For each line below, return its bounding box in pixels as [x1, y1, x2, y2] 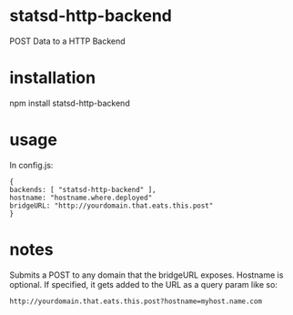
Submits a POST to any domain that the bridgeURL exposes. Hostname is [9, 269, 284, 280]
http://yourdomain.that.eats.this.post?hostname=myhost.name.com [9, 297, 262, 306]
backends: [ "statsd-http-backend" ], [9, 185, 157, 194]
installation [9, 67, 96, 88]
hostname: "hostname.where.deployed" [9, 193, 153, 202]
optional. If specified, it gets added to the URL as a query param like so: [9, 279, 278, 290]
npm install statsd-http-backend [9, 97, 130, 108]
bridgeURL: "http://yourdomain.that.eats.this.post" [9, 201, 214, 210]
